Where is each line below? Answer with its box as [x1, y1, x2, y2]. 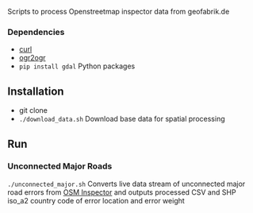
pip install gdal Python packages [18, 61, 136, 71]
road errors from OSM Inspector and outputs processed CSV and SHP [7, 187, 236, 197]
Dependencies [7, 26, 65, 37]
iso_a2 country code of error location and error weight [7, 196, 186, 205]
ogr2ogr [18, 53, 46, 63]
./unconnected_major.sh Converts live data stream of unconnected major [7, 179, 246, 188]
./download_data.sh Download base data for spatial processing [18, 114, 225, 124]
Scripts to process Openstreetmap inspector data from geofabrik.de [7, 7, 230, 16]
